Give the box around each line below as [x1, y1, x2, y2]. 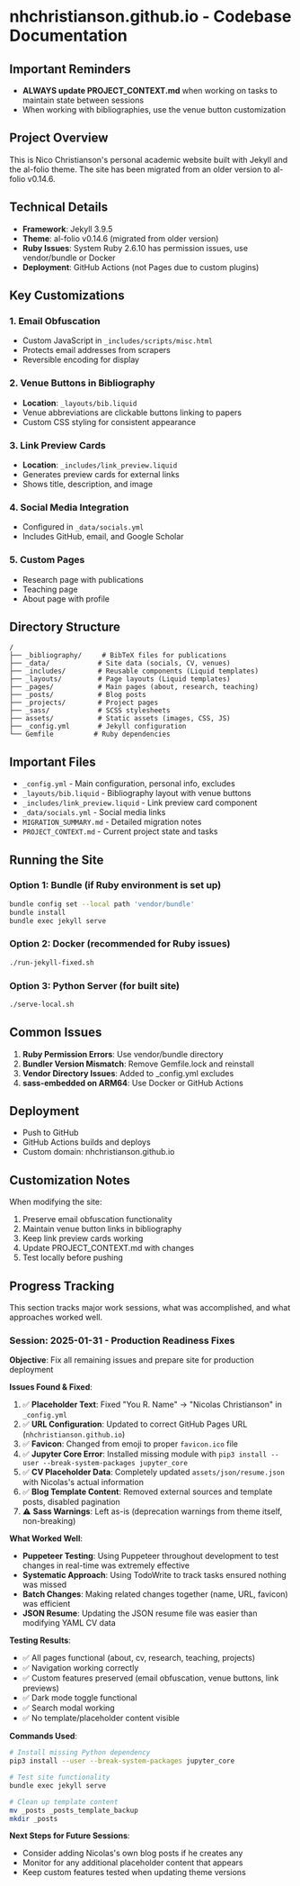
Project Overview [9, 131, 109, 146]
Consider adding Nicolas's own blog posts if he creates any [22, 1848, 243, 1859]
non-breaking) [22, 1516, 76, 1527]
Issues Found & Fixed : [9, 1382, 93, 1392]
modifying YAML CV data [22, 1618, 117, 1628]
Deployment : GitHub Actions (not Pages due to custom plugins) [22, 261, 260, 272]
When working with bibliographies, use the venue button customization [22, 104, 287, 114]
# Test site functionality [9, 1773, 110, 1782]
